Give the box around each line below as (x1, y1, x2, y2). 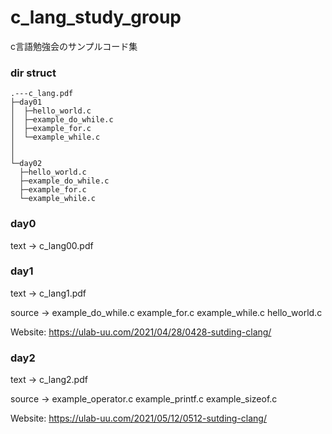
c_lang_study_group (10, 6, 182, 29)
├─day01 (10, 97, 43, 108)
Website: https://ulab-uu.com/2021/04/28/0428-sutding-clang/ (10, 326, 272, 338)
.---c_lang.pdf (10, 89, 74, 99)
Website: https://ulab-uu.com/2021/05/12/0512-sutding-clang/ (10, 412, 267, 425)
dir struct (10, 66, 57, 80)
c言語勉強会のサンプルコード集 (10, 40, 138, 52)
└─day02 (10, 159, 43, 169)
